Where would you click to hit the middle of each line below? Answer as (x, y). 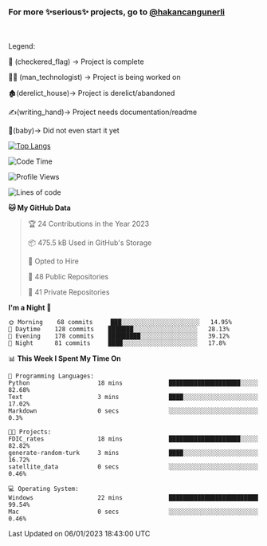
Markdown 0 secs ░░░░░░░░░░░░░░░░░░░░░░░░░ (133, 411)
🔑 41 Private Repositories (69, 292)
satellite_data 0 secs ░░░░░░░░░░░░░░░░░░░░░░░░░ (133, 467)
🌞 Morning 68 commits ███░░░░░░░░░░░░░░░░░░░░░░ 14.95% (120, 322)
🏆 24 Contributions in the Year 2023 (88, 224)
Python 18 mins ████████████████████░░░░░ (133, 383)
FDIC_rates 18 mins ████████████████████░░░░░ (133, 439)
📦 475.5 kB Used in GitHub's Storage (90, 243)
